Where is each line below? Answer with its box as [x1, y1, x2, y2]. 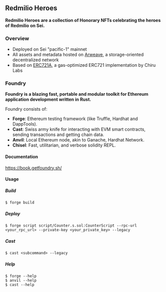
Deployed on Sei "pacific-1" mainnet [12, 46, 87, 52]
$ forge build [5, 200, 35, 205]
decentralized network [12, 57, 59, 63]
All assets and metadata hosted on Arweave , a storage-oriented [12, 52, 144, 58]
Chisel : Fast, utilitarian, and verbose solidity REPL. [12, 142, 116, 148]
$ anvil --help [5, 278, 37, 283]
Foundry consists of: [5, 106, 47, 112]
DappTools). [12, 121, 37, 127]
